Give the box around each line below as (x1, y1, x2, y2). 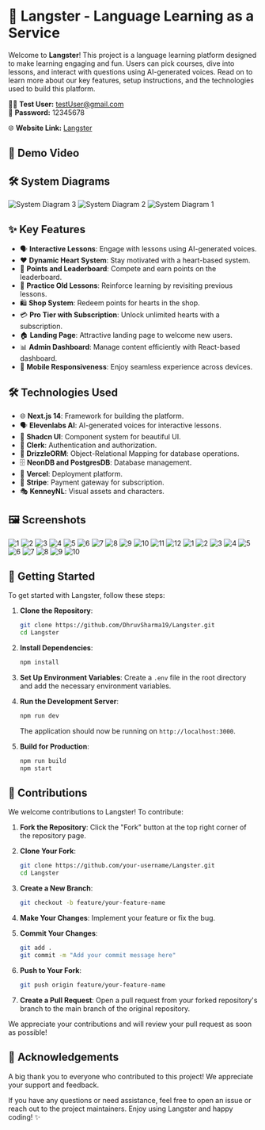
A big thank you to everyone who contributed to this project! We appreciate (8, 1071, 253, 1081)
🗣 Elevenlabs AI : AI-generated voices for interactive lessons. (19, 420, 221, 430)
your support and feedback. (8, 1080, 100, 1090)
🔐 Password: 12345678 (8, 107, 85, 117)
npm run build (19, 757, 66, 764)
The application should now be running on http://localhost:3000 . (19, 726, 236, 736)
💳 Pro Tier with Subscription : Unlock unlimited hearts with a (19, 309, 220, 320)
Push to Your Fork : (19, 965, 81, 975)
